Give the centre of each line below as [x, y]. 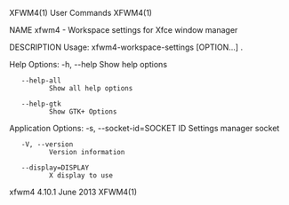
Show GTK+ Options [83, 112]
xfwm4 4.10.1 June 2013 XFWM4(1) [73, 192]
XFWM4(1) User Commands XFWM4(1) [81, 13]
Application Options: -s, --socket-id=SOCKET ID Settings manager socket [144, 128]
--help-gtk [41, 104]
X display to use [81, 176]
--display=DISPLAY [55, 168]
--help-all [41, 81]
